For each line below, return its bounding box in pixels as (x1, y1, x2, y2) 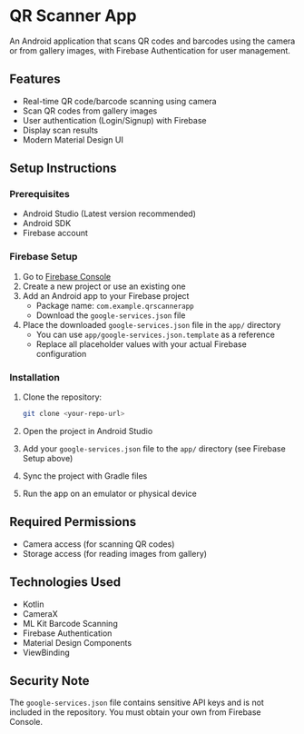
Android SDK (22, 218, 72, 229)
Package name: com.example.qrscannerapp (35, 300, 194, 311)
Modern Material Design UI (22, 134, 124, 145)
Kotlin (22, 599, 44, 610)
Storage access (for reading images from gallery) (22, 548, 207, 559)
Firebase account (22, 228, 89, 239)
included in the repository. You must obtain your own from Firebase (9, 707, 261, 718)
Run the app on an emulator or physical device (22, 488, 197, 499)
